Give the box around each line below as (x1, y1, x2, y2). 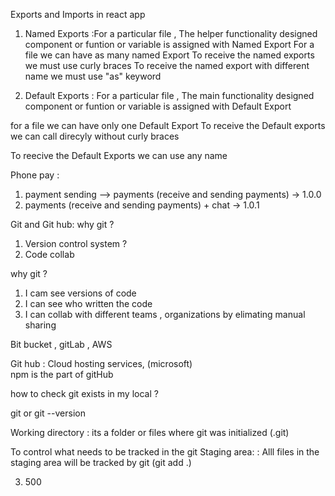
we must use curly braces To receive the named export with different (24, 60, 310, 71)
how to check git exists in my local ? (10, 388, 159, 399)
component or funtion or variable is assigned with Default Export (24, 100, 292, 112)
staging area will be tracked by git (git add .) (10, 457, 192, 468)
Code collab (24, 249, 75, 260)
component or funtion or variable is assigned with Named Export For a (24, 39, 315, 50)
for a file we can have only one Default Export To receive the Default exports (10, 120, 326, 131)
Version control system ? (24, 238, 128, 249)
